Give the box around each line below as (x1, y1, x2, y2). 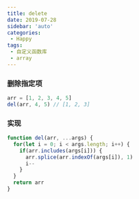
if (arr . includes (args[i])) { (19, 147, 103, 154)
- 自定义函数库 (10, 49, 47, 56)
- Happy (10, 36, 32, 43)
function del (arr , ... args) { (7, 134, 94, 141)
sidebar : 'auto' (7, 23, 53, 30)
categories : (7, 29, 41, 36)
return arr (13, 179, 45, 186)
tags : (7, 42, 23, 49)
